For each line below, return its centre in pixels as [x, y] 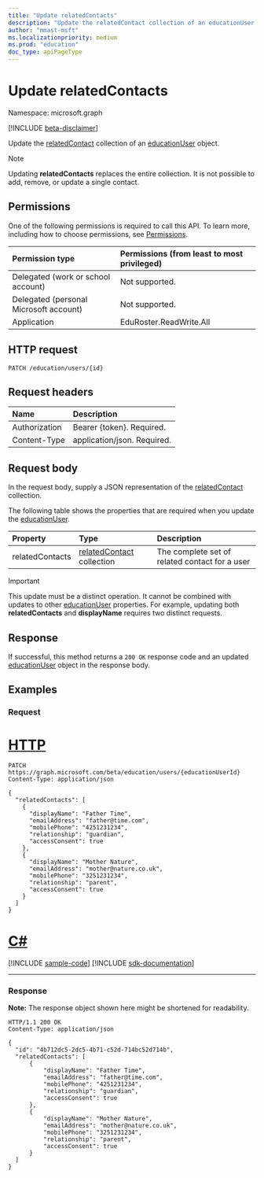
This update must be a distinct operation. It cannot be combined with [120, 596]
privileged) [141, 263]
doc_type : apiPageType [45, 52]
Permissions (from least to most [181, 253]
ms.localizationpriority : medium [63, 37]
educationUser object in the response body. [79, 665]
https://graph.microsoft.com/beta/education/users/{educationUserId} [125, 773]
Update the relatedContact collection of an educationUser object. [114, 143]
